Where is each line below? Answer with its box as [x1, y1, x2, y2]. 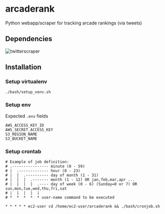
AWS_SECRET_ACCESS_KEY [5, 127, 53, 132]
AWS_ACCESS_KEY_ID [5, 123, 44, 128]
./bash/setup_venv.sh [5, 89, 51, 95]
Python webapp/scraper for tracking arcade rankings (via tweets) [5, 20, 142, 26]
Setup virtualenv [5, 78, 47, 85]
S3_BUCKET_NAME [5, 136, 38, 141]
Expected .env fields [5, 113, 48, 119]
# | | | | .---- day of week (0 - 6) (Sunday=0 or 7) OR [5, 181, 138, 187]
